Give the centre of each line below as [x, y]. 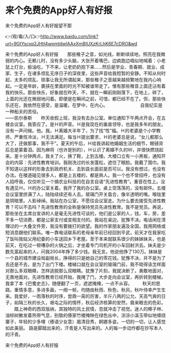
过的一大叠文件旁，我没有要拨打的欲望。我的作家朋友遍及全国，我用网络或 [88, 226]
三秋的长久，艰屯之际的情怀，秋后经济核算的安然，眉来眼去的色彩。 [94, 302]
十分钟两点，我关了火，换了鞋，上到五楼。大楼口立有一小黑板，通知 [90, 156]
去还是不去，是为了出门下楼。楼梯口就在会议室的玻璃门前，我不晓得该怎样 [83, 264]
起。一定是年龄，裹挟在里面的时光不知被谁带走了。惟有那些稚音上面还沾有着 [85, 86]
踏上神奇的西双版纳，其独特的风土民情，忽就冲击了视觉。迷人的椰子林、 [90, 309]
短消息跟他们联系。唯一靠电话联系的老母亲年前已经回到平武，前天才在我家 [83, 232]
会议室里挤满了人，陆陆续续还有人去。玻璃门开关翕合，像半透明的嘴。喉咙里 [85, 194]
